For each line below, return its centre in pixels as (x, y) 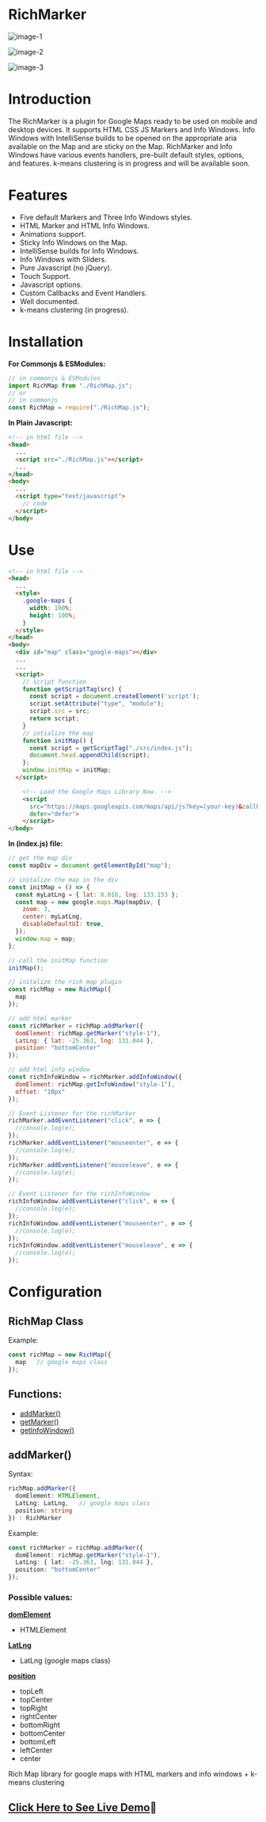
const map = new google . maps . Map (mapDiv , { (88, 902)
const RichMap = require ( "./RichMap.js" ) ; (79, 408)
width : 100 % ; (51, 608)
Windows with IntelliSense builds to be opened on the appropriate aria (123, 138)
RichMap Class (46, 1321)
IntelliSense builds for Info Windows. (79, 250)
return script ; (54, 719)
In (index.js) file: (36, 844)
